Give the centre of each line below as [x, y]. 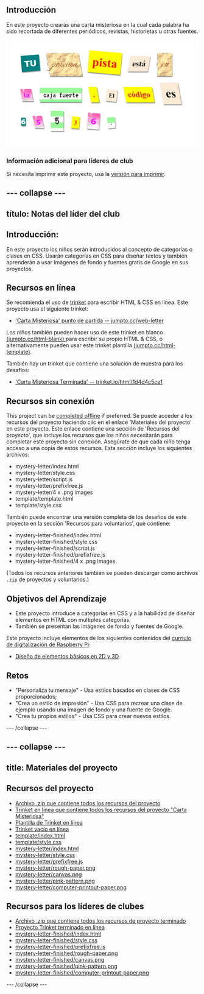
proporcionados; [36, 696]
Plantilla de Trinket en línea [49, 822]
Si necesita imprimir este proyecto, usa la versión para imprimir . [86, 174]
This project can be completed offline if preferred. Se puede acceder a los [100, 416]
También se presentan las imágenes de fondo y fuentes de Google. [99, 626]
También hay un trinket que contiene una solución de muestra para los [95, 364]
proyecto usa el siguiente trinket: [47, 309]
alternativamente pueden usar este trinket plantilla [69, 345]
